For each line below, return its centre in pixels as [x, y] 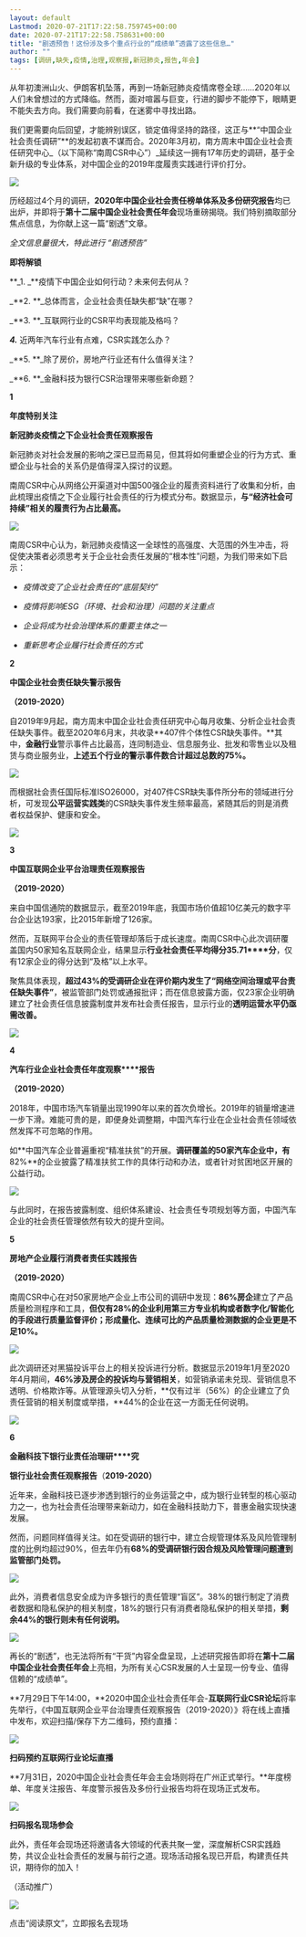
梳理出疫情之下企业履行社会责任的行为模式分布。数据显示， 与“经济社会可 [155, 497]
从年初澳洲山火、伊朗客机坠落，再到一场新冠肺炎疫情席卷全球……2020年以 [150, 87]
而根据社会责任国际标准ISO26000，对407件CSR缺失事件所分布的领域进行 [148, 792]
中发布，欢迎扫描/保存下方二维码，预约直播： [95, 1721]
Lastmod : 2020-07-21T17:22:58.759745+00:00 [93, 26]
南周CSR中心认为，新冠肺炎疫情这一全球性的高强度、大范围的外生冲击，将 [149, 545]
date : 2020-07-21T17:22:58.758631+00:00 [87, 35]
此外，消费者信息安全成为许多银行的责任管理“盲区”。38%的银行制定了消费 [149, 1596]
